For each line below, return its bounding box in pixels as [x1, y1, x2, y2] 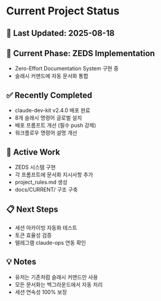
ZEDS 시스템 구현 [14, 163, 56, 171]
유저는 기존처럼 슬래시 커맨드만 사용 [14, 273, 98, 281]
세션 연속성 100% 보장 [14, 288, 67, 296]
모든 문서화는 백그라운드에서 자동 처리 [14, 281, 103, 288]
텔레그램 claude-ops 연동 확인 [14, 239, 86, 246]
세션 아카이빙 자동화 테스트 [14, 224, 78, 231]
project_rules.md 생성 [14, 178, 67, 186]
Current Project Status [6, 4, 120, 18]
